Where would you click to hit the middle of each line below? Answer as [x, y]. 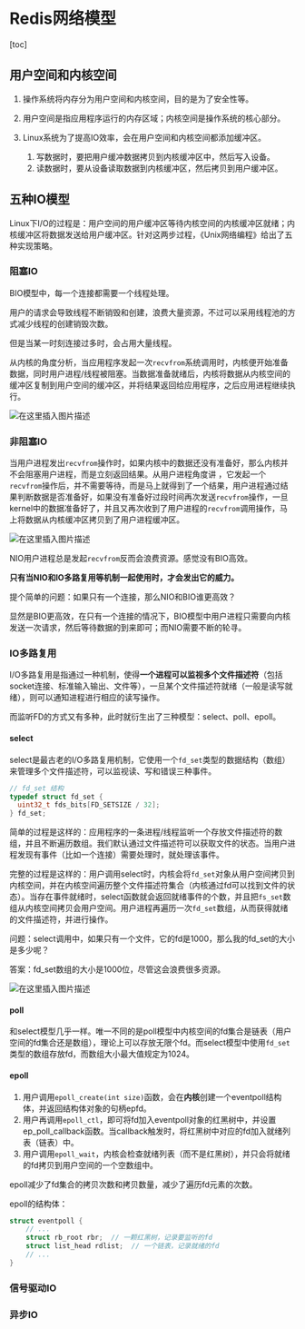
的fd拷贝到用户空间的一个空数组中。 [90, 1165]
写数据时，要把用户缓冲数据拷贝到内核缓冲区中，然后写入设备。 [155, 156]
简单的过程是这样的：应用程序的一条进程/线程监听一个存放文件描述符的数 [146, 832]
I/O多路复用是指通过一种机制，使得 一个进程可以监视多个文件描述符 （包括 [146, 675]
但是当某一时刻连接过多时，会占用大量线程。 [93, 342]
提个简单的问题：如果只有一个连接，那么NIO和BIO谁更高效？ [123, 597]
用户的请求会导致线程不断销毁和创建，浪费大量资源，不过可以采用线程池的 [148, 312]
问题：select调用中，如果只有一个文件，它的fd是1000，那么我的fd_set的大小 [152, 939]
